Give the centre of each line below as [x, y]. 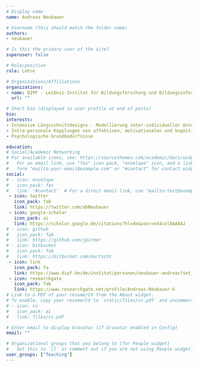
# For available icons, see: [42, 158]
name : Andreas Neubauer [35, 17]
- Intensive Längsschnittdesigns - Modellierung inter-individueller [93, 125]
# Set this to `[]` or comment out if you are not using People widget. [100, 349]
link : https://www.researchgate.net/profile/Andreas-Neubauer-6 [95, 290]
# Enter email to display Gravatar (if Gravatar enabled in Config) [92, 327]
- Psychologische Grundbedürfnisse [50, 136]
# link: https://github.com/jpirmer [54, 240]
